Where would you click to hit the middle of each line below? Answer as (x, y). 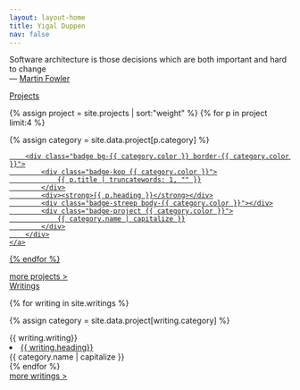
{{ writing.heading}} (57, 348)
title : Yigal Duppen (48, 26)
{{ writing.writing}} (44, 338)
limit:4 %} (27, 123)
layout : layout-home (48, 17)
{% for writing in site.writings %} (69, 303)
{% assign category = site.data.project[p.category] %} (109, 140)
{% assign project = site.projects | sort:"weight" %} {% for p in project (138, 114)
